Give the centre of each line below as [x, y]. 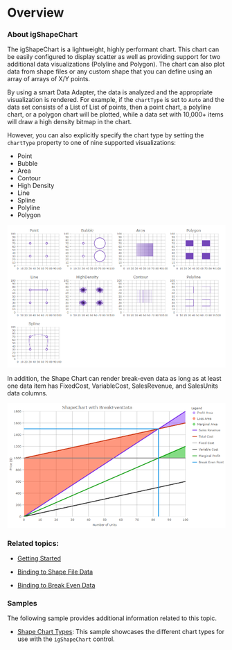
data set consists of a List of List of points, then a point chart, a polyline [109, 107]
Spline [26, 200]
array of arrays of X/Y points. [49, 79]
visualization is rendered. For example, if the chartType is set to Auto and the [116, 100]
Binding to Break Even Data [56, 585]
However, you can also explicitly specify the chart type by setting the [106, 135]
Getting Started [39, 558]
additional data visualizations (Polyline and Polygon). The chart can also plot [116, 65]
